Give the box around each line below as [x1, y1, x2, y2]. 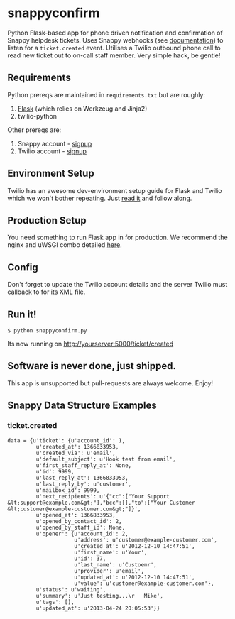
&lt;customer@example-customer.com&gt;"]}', [7, 505, 141, 513]
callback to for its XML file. [7, 287, 86, 296]
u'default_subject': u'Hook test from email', [35, 456, 176, 463]
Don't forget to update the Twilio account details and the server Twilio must [7, 280, 228, 289]
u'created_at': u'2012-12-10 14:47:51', [74, 542, 195, 549]
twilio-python [17, 111, 57, 120]
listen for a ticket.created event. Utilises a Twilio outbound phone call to [7, 43, 222, 52]
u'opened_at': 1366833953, [35, 511, 116, 519]
